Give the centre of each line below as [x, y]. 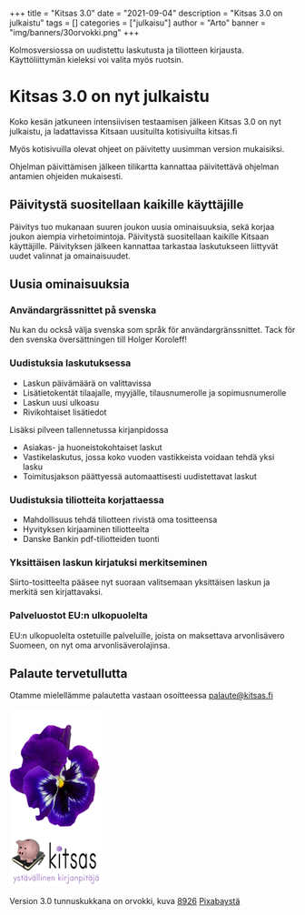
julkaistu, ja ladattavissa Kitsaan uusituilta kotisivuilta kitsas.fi [123, 131]
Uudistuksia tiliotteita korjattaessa [87, 499]
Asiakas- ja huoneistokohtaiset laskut [92, 447]
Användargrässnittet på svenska [83, 310]
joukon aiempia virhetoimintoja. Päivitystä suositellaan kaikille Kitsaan [139, 236]
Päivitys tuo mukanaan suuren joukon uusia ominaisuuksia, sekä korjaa [142, 226]
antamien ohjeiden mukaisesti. [66, 176]
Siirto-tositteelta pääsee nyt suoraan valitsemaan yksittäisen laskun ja [140, 582]
